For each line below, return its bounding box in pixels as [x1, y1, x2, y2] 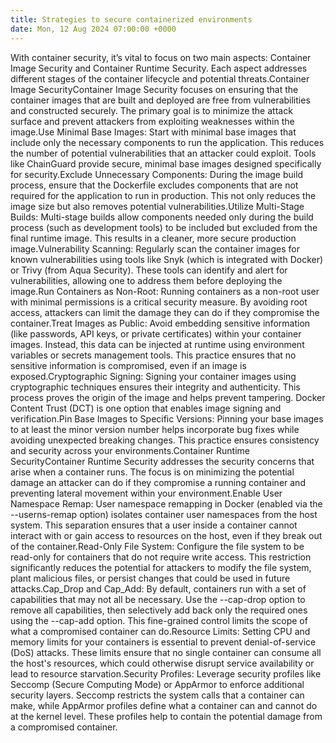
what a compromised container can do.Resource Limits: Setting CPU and [10, 625, 311, 637]
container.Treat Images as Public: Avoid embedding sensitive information [10, 317, 311, 329]
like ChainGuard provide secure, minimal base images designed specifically [10, 157, 322, 170]
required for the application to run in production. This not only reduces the [10, 189, 317, 201]
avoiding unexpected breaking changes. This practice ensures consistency [10, 434, 320, 446]
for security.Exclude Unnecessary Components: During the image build [10, 168, 304, 180]
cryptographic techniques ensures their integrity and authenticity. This [10, 381, 301, 393]
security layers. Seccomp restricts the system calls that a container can [10, 689, 305, 701]
